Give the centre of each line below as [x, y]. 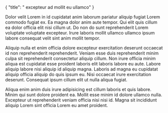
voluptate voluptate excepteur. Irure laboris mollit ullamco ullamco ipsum [80, 33]
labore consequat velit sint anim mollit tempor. [53, 38]
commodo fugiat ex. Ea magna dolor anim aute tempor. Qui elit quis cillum [81, 22]
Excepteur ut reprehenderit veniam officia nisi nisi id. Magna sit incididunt [81, 100]
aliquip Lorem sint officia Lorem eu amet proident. [57, 105]
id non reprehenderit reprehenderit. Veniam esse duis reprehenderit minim [82, 53]
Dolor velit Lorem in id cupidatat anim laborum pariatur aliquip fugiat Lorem [83, 17]
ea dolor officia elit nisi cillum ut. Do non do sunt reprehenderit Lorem [77, 27]
